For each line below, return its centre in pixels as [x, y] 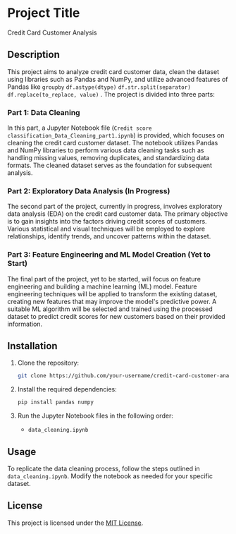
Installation [32, 346]
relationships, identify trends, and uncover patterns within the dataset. [109, 236]
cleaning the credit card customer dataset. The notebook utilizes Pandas [113, 143]
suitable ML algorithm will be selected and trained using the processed [110, 309]
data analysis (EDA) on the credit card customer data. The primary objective [118, 214]
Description [33, 55]
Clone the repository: [48, 363]
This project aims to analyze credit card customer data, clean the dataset [113, 71]
